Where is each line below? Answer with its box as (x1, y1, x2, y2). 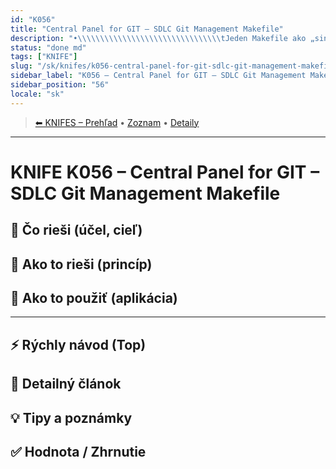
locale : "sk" (10, 89, 65, 99)
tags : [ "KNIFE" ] (10, 52, 78, 62)
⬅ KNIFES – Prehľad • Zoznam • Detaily (34, 116, 200, 128)
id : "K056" (10, 14, 56, 25)
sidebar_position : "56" (10, 80, 110, 90)
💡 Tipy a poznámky (10, 409, 133, 426)
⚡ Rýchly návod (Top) (10, 336, 147, 353)
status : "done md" (10, 42, 87, 53)
